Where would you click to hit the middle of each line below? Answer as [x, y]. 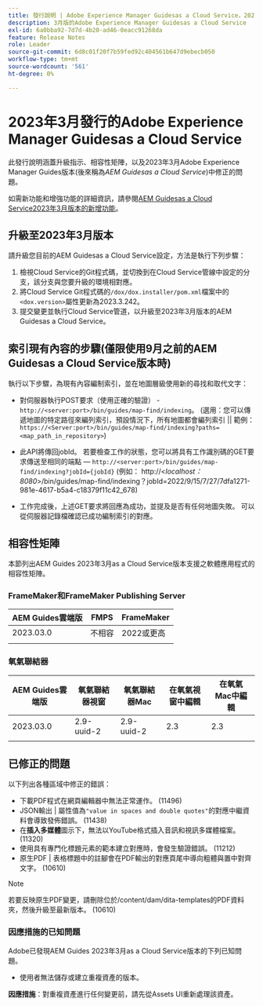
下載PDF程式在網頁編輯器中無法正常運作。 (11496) [101, 801]
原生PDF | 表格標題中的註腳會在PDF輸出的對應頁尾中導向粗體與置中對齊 [135, 858]
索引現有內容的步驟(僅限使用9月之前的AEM [113, 348]
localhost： [184, 471]
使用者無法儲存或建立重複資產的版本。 [81, 977]
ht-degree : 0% [31, 74]
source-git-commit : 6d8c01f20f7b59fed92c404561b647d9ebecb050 [112, 52]
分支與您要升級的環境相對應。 [88, 282]
